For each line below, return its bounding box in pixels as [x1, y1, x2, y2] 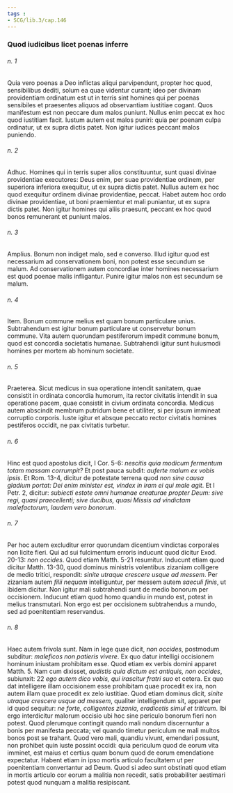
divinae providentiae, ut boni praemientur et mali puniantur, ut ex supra [7, 197, 210, 206]
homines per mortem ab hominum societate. [7, 346, 134, 355]
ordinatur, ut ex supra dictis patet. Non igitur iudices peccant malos [7, 123, 200, 131]
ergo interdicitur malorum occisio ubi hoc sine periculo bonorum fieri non [7, 711, 217, 720]
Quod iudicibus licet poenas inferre [7, 40, 129, 49]
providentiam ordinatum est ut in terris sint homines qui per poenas [7, 93, 200, 102]
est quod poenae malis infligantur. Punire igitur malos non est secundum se [7, 272, 223, 281]
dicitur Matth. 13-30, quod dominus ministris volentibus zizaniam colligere [7, 562, 219, 571]
